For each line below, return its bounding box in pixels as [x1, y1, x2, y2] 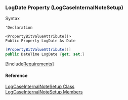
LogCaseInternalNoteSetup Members [5, 89, 83, 95]
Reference [5, 72, 28, 78]
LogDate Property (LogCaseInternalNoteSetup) [5, 4, 123, 11]
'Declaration [5, 25, 33, 30]
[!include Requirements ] [5, 61, 54, 67]
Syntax [5, 16, 20, 22]
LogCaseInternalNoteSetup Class [5, 83, 75, 89]
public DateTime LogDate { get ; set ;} [5, 52, 85, 57]
